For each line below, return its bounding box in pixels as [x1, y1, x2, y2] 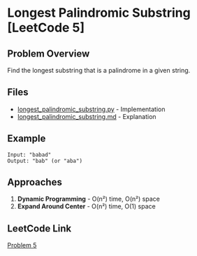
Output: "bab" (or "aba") [7, 157, 82, 164]
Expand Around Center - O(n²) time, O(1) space [17, 202, 156, 211]
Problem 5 [7, 241, 37, 250]
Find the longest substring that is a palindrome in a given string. [7, 66, 191, 74]
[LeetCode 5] [7, 20, 85, 36]
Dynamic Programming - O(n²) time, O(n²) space [17, 194, 161, 204]
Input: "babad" [7, 151, 52, 158]
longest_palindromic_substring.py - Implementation [17, 105, 166, 113]
